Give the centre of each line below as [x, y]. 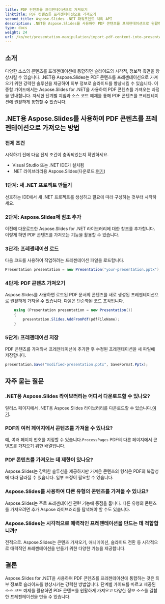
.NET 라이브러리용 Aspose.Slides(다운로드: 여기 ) [59, 171]
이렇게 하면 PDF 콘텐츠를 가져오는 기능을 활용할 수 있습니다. [62, 234]
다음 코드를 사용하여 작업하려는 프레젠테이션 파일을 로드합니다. [65, 260]
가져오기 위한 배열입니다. [42, 446]
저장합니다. [16, 355]
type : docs [16, 28]
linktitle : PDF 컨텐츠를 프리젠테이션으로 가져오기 [51, 14]
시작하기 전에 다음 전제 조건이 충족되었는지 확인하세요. [57, 155]
